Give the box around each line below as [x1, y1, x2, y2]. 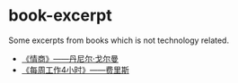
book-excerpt [8, 5, 113, 26]
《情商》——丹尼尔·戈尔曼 [21, 53, 119, 63]
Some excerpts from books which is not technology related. [8, 35, 230, 46]
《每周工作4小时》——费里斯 [21, 64, 129, 75]
